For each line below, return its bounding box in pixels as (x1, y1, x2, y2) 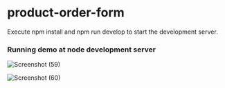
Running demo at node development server (7, 45, 156, 54)
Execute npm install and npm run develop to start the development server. (7, 27, 218, 36)
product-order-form (7, 5, 125, 21)
